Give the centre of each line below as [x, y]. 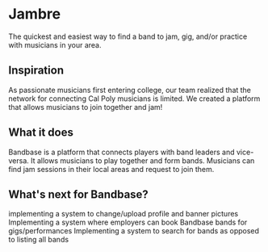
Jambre [35, 14]
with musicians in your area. [55, 44]
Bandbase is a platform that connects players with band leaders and [122, 152]
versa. [19, 160]
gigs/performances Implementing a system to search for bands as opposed [134, 231]
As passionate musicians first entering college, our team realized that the [130, 90]
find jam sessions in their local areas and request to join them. [111, 169]
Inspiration [36, 71]
